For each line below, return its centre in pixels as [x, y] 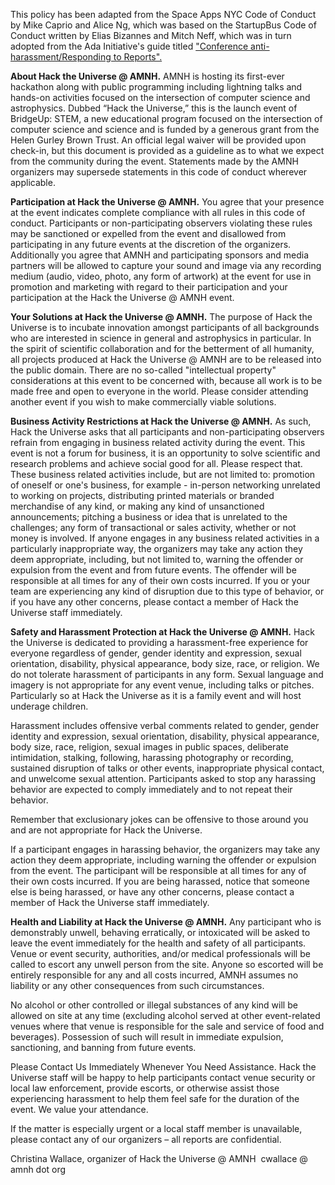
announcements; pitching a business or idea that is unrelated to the [149, 517]
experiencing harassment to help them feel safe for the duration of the [155, 1098]
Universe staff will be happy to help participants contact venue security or [163, 1077]
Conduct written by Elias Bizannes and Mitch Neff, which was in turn [151, 35]
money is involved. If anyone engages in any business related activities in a [165, 538]
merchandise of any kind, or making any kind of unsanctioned [137, 506]
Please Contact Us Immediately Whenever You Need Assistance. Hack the [163, 1067]
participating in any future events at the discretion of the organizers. [151, 244]
